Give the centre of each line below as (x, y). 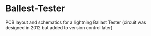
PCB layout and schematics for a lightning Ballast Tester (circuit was (76, 22)
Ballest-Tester (35, 9)
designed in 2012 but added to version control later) (59, 27)
